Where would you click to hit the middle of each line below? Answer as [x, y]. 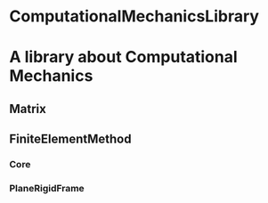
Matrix [28, 109]
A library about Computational [123, 57]
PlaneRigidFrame [47, 188]
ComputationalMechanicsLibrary [134, 16]
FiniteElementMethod [70, 139]
